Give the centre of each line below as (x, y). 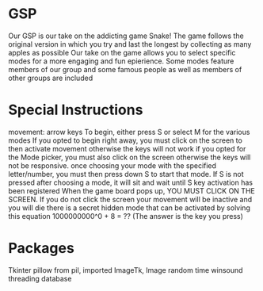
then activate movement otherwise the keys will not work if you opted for (127, 148)
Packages (42, 249)
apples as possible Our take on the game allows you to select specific (122, 52)
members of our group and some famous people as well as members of (125, 69)
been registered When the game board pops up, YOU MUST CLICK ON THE (131, 190)
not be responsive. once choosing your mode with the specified (112, 165)
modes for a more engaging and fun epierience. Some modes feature (121, 61)
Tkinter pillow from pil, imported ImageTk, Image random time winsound (126, 270)
